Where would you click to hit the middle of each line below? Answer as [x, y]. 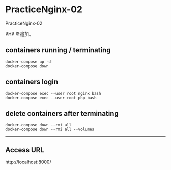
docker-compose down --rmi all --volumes [50, 130]
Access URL [25, 150]
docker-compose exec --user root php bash [51, 98]
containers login [32, 82]
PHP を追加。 [20, 33]
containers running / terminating [58, 50]
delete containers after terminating [62, 113]
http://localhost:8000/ [28, 162]
